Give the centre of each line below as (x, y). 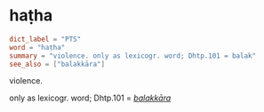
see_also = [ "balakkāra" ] (57, 64)
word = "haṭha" (37, 47)
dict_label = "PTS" (45, 39)
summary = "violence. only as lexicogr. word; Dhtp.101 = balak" (132, 56)
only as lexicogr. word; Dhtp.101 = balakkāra (90, 98)
